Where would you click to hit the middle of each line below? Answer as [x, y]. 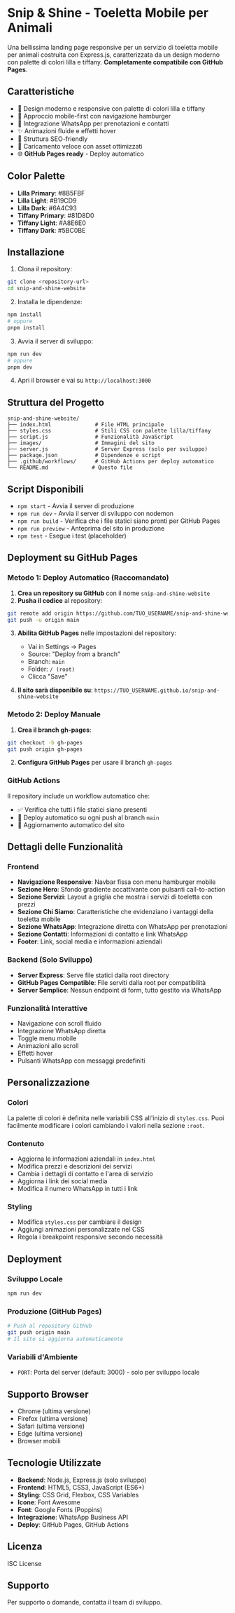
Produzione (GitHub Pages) [55, 1311]
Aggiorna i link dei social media [62, 1181]
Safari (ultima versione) [51, 1426]
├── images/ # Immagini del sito [81, 443]
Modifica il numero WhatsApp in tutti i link [77, 1189]
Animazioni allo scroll [48, 1046]
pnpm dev [20, 367]
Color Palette [36, 176]
